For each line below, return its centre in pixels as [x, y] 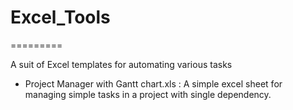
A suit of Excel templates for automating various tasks [121, 64]
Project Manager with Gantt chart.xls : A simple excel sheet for [153, 83]
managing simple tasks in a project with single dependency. [148, 94]
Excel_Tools [60, 17]
